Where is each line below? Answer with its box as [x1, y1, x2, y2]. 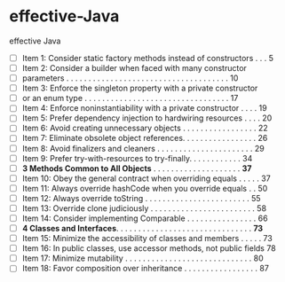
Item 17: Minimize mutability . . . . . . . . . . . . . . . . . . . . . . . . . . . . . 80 [21, 253, 264, 263]
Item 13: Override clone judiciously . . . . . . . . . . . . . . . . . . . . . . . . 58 [21, 202, 267, 214]
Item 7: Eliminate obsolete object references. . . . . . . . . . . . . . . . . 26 [21, 133, 268, 144]
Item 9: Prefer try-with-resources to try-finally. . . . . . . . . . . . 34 [21, 153, 253, 163]
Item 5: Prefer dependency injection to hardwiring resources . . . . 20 [21, 113, 273, 123]
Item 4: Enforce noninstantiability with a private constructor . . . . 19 [21, 103, 268, 114]
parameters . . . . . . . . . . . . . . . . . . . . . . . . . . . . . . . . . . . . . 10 [21, 73, 239, 83]
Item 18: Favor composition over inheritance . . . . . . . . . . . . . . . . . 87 [21, 263, 269, 274]
